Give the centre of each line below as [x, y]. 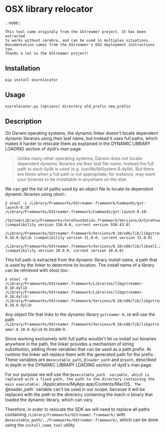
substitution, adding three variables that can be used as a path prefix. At [78, 349]
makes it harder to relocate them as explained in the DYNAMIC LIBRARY [78, 144]
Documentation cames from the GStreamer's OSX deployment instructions [80, 45]
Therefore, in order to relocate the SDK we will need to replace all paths [77, 409]
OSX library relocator [49, 9]
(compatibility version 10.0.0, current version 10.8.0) [65, 251]
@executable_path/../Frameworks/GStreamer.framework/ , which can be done [82, 420]
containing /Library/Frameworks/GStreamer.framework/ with [65, 415]
